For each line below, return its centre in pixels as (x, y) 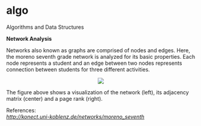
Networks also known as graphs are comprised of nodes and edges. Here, (98, 50)
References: (21, 110)
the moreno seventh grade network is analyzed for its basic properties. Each (101, 56)
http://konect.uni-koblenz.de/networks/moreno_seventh (76, 116)
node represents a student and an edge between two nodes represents (94, 63)
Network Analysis (29, 38)
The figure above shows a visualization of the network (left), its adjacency (97, 92)
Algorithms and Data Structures (45, 27)
